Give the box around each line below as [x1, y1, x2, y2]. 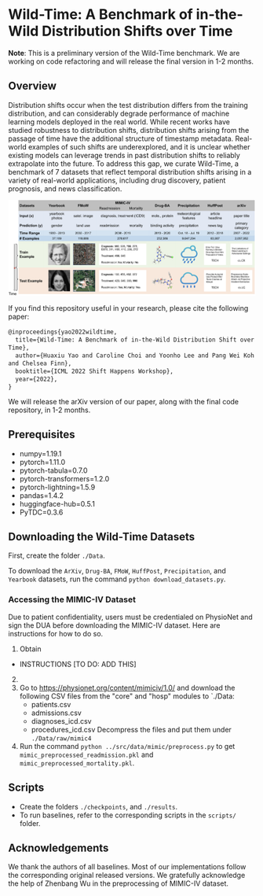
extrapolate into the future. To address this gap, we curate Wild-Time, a [8, 159, 239, 168]
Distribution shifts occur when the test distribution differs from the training [8, 100, 249, 109]
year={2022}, [15, 375, 58, 383]
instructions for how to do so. [8, 629, 104, 638]
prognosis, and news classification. [8, 183, 122, 194]
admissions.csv [31, 708, 82, 717]
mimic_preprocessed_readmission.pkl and [19, 750, 154, 759]
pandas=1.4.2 [19, 490, 64, 500]
